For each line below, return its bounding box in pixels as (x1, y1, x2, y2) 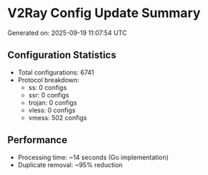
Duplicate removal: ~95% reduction (17, 160, 123, 169)
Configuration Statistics (7, 49, 117, 61)
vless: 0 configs (28, 105, 76, 115)
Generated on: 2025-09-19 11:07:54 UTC (7, 28, 127, 37)
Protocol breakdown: (17, 75, 80, 84)
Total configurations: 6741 (17, 68, 94, 76)
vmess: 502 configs (28, 113, 87, 122)
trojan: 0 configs (28, 98, 77, 107)
